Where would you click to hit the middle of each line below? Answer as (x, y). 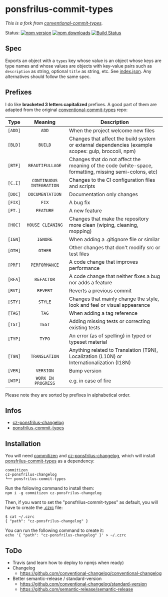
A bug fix (80, 202)
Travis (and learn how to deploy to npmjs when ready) (68, 562)
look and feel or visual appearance (110, 305)
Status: (12, 33)
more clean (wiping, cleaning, (104, 225)
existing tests (85, 327)
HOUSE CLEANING (45, 225)
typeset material (88, 342)
